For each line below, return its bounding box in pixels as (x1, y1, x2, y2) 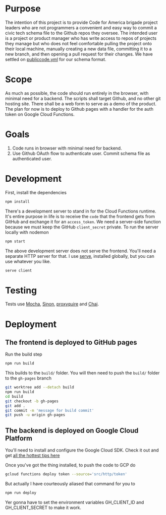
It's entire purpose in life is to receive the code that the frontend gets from (5, 213, 155, 219)
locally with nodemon (5, 229, 49, 235)
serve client (5, 268, 32, 273)
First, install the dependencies (5, 189, 67, 195)
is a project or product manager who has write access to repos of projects (5, 35, 157, 41)
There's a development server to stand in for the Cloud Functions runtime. (5, 208, 157, 214)
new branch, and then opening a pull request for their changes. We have (5, 51, 153, 57)
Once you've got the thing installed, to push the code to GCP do (5, 462, 136, 468)
